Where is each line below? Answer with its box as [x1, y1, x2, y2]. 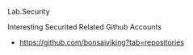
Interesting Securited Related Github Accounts [7, 22, 162, 31]
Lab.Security [7, 7, 50, 16]
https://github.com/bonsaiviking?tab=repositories [19, 37, 185, 47]
